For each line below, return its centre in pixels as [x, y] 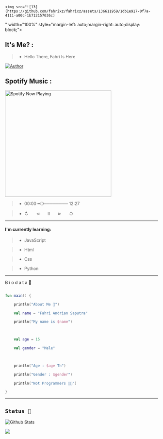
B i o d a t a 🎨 [18, 282]
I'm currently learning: [28, 229]
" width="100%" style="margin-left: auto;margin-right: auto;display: [73, 25]
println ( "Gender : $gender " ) [43, 374]
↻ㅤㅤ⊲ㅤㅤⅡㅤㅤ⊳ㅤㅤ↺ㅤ [51, 213]
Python [31, 268]
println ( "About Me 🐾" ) [37, 304]
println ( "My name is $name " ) [43, 322]
